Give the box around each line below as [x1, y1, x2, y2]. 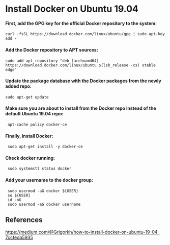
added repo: [5, 83, 32, 89]
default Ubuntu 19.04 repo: [5, 111, 64, 117]
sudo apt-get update [5, 94, 49, 100]
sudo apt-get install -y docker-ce [7, 144, 83, 150]
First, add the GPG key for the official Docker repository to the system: [5, 20, 157, 26]
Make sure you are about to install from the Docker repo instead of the [5, 105, 156, 111]
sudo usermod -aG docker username [7, 202, 81, 207]
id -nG [7, 197, 22, 202]
